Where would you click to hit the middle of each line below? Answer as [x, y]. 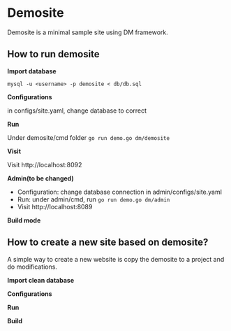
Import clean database [41, 280]
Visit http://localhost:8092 [45, 164]
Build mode [24, 220]
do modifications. [32, 267]
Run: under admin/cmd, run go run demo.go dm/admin [94, 199]
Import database [32, 71]
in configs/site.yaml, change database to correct [77, 111]
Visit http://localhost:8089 [55, 206]
